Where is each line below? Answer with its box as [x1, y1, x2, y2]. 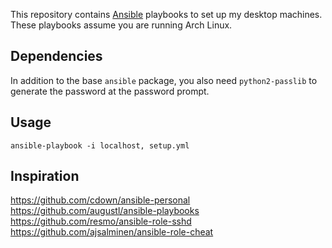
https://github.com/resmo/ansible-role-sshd [10, 215, 192, 228]
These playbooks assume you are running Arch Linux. [10, 19, 233, 31]
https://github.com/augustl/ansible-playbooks [10, 205, 200, 217]
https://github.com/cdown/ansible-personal [10, 194, 191, 206]
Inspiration [10, 168, 80, 185]
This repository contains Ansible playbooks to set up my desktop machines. [10, 9, 323, 20]
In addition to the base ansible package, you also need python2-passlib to [10, 74, 318, 86]
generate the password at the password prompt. [10, 85, 210, 97]
